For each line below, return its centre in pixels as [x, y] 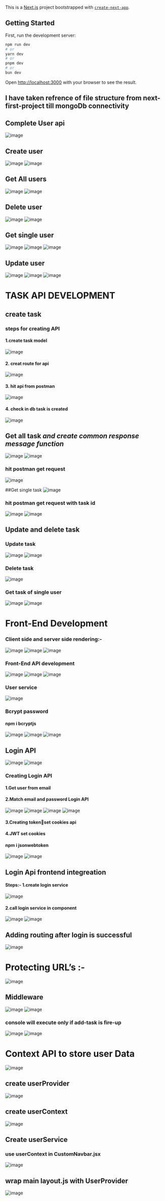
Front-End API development [40, 663]
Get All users [26, 179]
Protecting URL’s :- [45, 967]
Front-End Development [57, 624]
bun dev [13, 73]
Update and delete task [42, 530]
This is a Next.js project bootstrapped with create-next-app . [68, 7]
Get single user [30, 235]
